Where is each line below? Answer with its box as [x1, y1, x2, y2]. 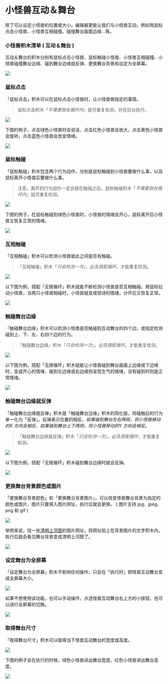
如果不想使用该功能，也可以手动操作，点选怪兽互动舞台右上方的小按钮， [5, 595, 154, 601]
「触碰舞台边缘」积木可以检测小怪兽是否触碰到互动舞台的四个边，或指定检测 [5, 325, 163, 331]
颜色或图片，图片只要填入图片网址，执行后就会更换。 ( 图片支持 [5, 501, 136, 507]
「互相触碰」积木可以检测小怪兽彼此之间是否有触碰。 [5, 253, 115, 259]
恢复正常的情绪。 [13, 217, 49, 223]
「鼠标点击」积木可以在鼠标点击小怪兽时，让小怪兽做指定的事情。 [5, 96, 141, 102]
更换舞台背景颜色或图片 [5, 482, 61, 489]
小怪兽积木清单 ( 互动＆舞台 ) [5, 42, 74, 49]
